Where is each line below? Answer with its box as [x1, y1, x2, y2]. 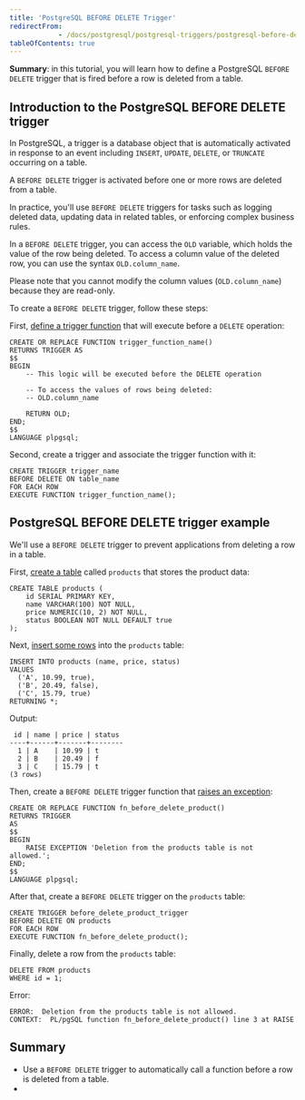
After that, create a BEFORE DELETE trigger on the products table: [9, 890, 246, 901]
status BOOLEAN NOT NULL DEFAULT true [25, 615, 172, 624]
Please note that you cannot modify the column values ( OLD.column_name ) [9, 276, 282, 287]
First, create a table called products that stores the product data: [9, 566, 250, 577]
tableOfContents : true [9, 38, 95, 48]
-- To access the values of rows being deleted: [25, 386, 213, 395]
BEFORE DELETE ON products [9, 916, 112, 926]
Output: [9, 712, 38, 723]
